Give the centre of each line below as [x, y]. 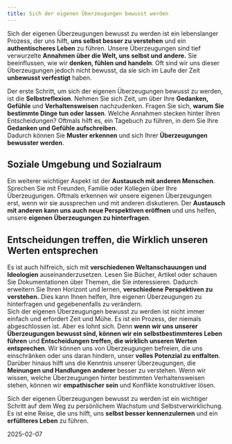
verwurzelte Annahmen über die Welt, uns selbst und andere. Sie [102, 55]
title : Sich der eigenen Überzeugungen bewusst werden [88, 14]
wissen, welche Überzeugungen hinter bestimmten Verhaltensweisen [106, 378]
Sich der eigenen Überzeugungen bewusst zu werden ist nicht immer [106, 311]
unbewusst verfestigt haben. [50, 78]
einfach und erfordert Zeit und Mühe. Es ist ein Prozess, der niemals [104, 319]
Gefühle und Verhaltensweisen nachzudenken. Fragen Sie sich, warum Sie [116, 105]
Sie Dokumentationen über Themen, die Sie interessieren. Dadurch [102, 282]
